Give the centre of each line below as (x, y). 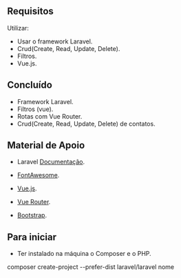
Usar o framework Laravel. (55, 41)
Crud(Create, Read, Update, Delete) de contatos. (86, 123)
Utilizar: (18, 28)
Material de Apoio (46, 145)
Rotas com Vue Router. (50, 116)
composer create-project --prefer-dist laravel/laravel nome (91, 267)
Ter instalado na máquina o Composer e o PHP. (84, 254)
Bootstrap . (32, 215)
